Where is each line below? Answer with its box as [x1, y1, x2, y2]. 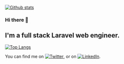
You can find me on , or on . [5, 53, 101, 59]
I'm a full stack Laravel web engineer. [5, 31, 120, 39]
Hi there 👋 [5, 16, 29, 23]
